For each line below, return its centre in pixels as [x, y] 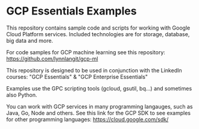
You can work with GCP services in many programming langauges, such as [99, 106]
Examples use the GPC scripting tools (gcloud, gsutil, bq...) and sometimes [99, 88]
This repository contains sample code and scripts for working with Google [98, 28]
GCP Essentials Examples [71, 11]
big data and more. [30, 40]
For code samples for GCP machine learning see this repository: [86, 52]
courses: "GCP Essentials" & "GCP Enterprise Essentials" [77, 77]
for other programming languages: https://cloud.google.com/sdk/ [87, 119]
